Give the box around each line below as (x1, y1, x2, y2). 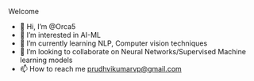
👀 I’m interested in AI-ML (19, 31, 102, 39)
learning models (19, 55, 73, 64)
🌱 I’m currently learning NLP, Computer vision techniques (19, 39, 208, 48)
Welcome (8, 7, 40, 16)
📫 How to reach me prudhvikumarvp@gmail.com (19, 64, 183, 73)
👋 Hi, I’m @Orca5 (19, 22, 76, 31)
